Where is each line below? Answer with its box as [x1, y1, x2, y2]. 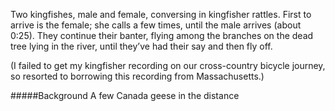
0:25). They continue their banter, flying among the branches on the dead [10, 30, 314, 41]
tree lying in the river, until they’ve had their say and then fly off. [10, 40, 273, 52]
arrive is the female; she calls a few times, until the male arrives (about [10, 19, 302, 31]
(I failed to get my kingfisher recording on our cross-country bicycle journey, [10, 60, 326, 71]
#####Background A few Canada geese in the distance [10, 90, 240, 101]
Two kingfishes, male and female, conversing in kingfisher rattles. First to [10, 9, 312, 20]
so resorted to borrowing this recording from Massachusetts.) [10, 70, 265, 82]
